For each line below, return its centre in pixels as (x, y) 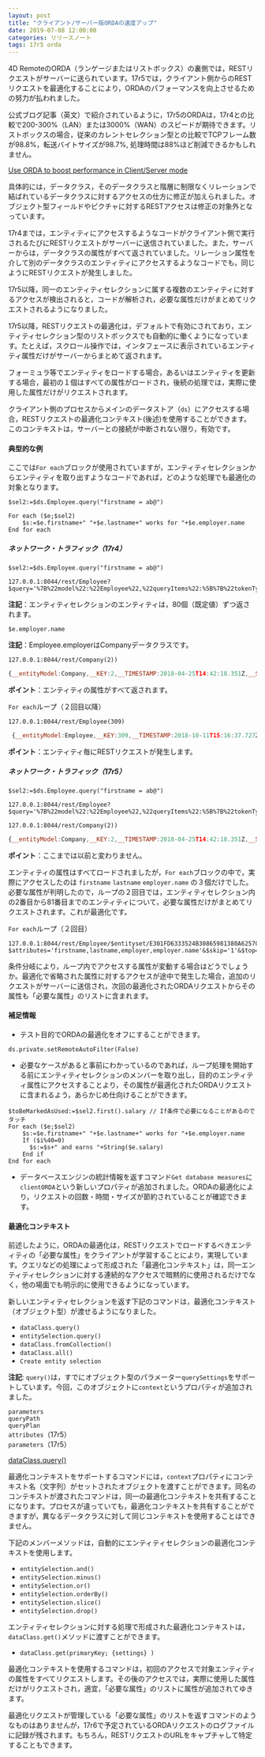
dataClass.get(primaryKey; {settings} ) (87, 1653)
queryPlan (24, 1426)
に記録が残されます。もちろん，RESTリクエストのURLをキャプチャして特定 (130, 1735)
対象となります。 (35, 487)
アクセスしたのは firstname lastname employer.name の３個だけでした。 (137, 882)
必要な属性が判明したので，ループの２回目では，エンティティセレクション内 (132, 892)
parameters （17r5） (39, 1445)
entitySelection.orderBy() (64, 1595)
